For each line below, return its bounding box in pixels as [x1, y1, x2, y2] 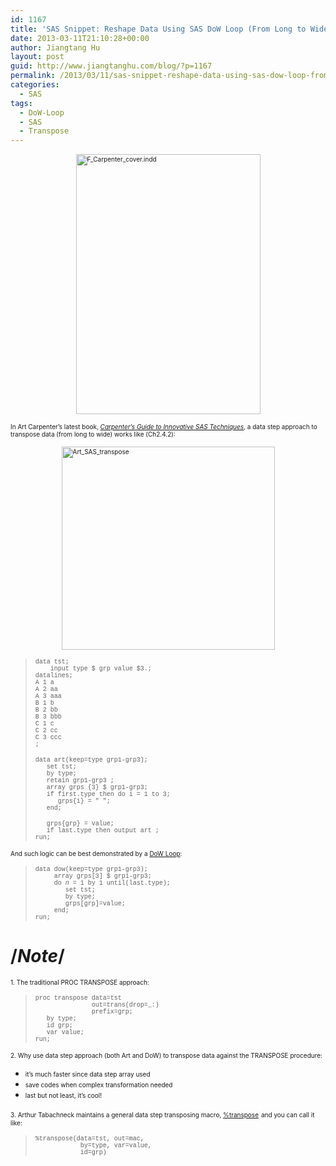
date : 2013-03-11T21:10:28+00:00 [10, 33, 150, 43]
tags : [10, 98, 33, 108]
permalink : [10, 71, 56, 81]
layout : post [10, 52, 65, 62]
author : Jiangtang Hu [10, 42, 101, 53]
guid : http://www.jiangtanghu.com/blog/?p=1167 [10, 61, 213, 71]
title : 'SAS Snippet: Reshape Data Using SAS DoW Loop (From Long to [10, 24, 307, 34]
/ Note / [10, 945, 65, 968]
